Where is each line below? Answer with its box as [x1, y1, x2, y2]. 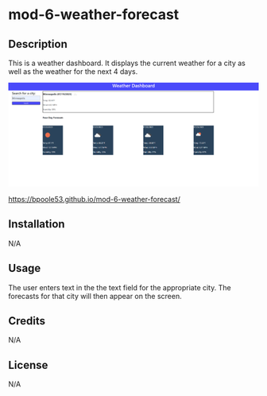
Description [8, 37, 68, 51]
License [8, 358, 48, 371]
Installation [8, 217, 65, 231]
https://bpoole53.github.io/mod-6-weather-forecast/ [8, 194, 180, 204]
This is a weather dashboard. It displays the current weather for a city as [8, 58, 246, 68]
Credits [8, 314, 46, 328]
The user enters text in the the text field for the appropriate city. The [8, 282, 232, 292]
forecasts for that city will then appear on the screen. [8, 291, 182, 301]
